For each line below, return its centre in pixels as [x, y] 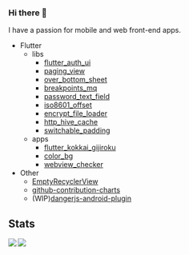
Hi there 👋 [28, 13]
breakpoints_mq [70, 88]
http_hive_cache [71, 122]
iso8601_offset [68, 105]
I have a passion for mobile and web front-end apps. [95, 30]
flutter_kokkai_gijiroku [80, 148]
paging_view [64, 71]
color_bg [58, 156]
